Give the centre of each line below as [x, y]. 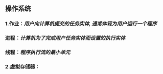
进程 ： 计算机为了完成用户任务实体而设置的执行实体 [65, 38]
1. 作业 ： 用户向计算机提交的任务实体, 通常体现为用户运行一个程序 [81, 24]
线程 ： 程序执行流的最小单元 [38, 53]
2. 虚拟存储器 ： [23, 67]
